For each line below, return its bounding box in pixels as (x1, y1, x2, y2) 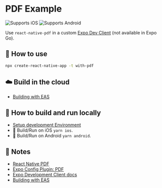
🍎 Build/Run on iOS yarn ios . (12, 127, 73, 133)
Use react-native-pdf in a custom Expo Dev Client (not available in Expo (5, 29, 157, 35)
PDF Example (5, 3, 62, 15)
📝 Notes (5, 147, 31, 156)
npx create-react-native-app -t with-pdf (5, 63, 94, 68)
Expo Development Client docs (12, 172, 77, 178)
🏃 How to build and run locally (5, 108, 101, 117)
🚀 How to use (5, 50, 48, 58)
